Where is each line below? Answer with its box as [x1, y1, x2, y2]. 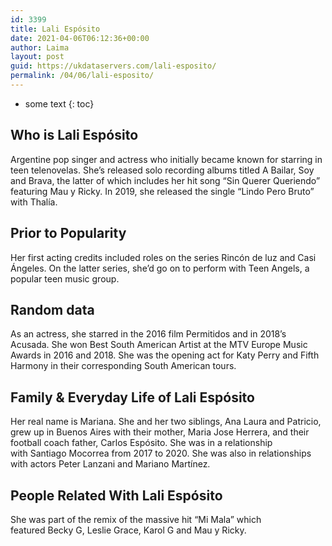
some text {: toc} [24, 97, 95, 110]
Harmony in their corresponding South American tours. [10, 360, 237, 372]
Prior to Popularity [10, 225, 127, 242]
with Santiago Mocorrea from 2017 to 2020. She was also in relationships [10, 447, 312, 460]
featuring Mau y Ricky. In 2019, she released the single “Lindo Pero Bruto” [10, 185, 315, 197]
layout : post [10, 52, 65, 62]
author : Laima [10, 42, 70, 53]
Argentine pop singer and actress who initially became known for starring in [10, 153, 323, 165]
